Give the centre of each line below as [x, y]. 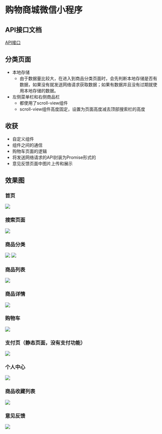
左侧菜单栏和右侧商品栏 [36, 97]
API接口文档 [24, 30]
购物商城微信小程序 [44, 10]
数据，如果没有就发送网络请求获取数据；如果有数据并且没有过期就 [86, 85]
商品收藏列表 [20, 391]
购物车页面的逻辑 [29, 151]
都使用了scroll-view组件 [44, 103]
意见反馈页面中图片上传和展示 [42, 163]
